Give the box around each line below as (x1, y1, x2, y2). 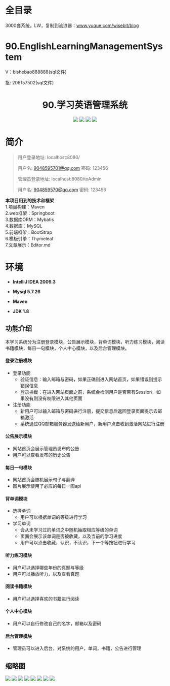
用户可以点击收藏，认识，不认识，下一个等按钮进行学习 (20, 540, 136, 546)
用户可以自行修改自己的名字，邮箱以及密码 (12, 620, 102, 627)
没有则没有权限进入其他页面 (24, 395, 82, 401)
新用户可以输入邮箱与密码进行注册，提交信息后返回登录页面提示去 (20, 408, 158, 414)
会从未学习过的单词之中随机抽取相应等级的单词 (20, 527, 118, 533)
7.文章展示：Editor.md (5, 242, 51, 248)
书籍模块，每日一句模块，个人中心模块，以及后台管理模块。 (5, 345, 130, 351)
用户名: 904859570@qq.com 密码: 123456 (17, 186, 107, 193)
